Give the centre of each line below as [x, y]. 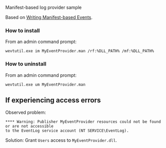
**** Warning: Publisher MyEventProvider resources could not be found [83, 122]
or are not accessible [29, 126]
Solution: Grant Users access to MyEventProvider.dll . [61, 140]
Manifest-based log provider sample [43, 7]
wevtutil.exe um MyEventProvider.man [45, 84]
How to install [22, 30]
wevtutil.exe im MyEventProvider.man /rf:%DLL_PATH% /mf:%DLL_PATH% [80, 51]
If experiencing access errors [53, 100]
